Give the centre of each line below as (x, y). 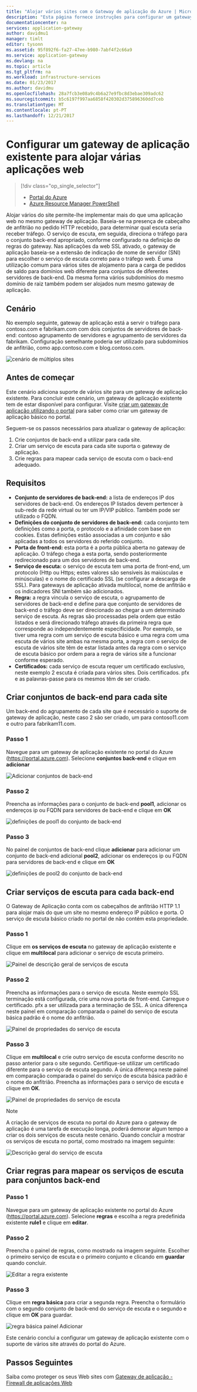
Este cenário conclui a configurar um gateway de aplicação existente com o (98, 1338)
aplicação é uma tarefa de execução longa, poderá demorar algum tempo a (97, 1129)
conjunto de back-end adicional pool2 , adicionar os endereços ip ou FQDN (97, 856)
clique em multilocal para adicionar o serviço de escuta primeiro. (85, 953)
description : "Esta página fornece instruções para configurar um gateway (99, 17)
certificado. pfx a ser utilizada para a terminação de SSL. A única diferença (97, 1005)
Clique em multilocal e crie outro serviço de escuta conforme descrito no (95, 1057)
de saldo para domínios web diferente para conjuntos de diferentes (87, 271)
